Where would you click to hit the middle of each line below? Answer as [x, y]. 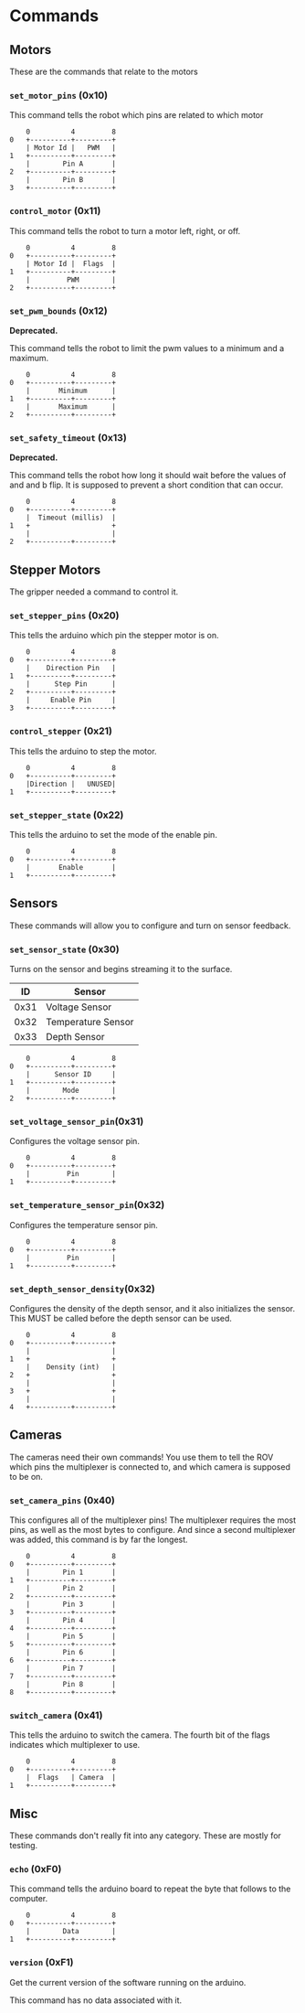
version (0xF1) [42, 1963]
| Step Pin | [71, 684]
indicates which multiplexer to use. [75, 1745]
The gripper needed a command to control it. [94, 592]
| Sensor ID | [71, 1075]
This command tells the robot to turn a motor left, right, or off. [125, 230]
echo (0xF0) [36, 1869]
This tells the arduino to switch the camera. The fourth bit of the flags [140, 1735]
